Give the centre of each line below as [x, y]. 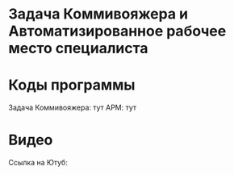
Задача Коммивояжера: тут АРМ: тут [73, 108]
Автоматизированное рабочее [117, 31]
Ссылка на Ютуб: [38, 163]
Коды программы [72, 85]
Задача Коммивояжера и [98, 14]
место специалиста [78, 48]
